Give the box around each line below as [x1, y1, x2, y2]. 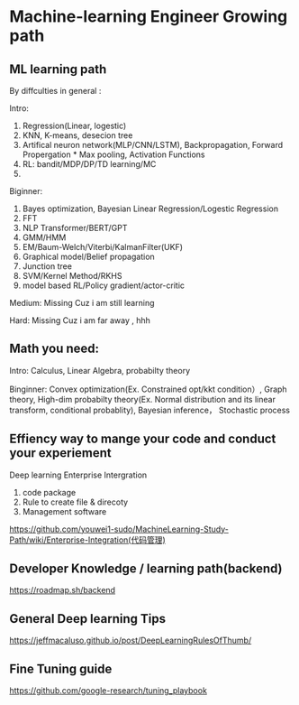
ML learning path [9, 61, 107, 77]
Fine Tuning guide [9, 661, 113, 676]
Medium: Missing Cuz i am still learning [9, 298, 155, 308]
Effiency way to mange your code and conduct [9, 431, 276, 447]
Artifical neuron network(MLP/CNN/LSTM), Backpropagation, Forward [22, 140, 284, 150]
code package [22, 487, 77, 497]
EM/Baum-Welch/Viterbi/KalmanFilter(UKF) [22, 242, 183, 252]
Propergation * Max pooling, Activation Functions [22, 149, 205, 160]
